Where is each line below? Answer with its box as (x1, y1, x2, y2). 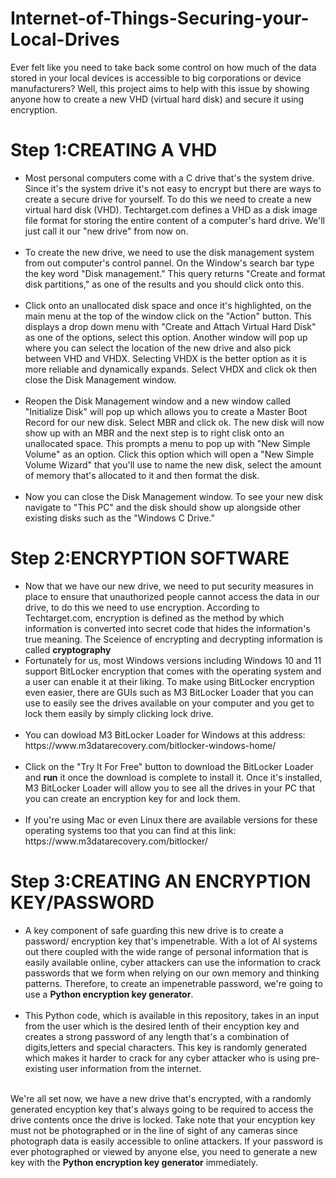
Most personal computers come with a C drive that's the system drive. (24, 172, 315, 184)
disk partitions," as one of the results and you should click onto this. (24, 278, 305, 290)
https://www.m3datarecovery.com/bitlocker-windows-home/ (24, 739, 277, 751)
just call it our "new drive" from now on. (24, 225, 189, 237)
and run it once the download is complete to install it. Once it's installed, (24, 771, 323, 783)
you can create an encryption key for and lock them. (24, 792, 241, 804)
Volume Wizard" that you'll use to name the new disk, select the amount (24, 458, 322, 471)
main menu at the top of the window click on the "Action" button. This (24, 310, 312, 322)
